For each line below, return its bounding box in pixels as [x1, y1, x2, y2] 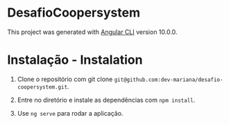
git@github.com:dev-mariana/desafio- [114, 76, 223, 83]
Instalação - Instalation [7, 52, 143, 68]
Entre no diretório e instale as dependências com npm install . [17, 96, 196, 104]
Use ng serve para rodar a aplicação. [17, 109, 124, 117]
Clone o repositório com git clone [17, 75, 113, 83]
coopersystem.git [17, 83, 68, 91]
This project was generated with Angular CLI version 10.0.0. [7, 28, 178, 36]
